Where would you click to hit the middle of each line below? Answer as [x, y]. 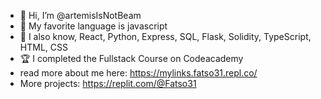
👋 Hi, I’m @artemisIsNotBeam [80, 15]
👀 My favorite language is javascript [93, 26]
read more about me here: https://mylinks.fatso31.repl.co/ [138, 73]
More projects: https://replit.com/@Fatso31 [108, 83]
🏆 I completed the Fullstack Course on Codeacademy [131, 58]
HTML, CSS [43, 47]
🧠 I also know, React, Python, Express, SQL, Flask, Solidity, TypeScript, [165, 36]
